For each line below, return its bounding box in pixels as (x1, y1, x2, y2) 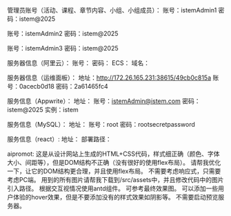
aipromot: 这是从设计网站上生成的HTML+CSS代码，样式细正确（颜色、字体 (7, 150, 220, 158)
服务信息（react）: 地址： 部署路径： (7, 135, 112, 143)
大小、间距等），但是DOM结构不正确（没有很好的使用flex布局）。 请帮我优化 (7, 159, 221, 166)
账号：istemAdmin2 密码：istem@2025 (7, 30, 119, 37)
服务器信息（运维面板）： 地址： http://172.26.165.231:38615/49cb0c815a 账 (7, 73, 219, 82)
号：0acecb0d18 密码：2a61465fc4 (7, 82, 108, 90)
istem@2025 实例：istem (7, 106, 79, 114)
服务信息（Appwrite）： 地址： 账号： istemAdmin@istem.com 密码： (7, 97, 201, 105)
